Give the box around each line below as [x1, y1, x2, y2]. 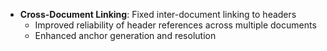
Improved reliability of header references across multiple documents [34, 19, 317, 31]
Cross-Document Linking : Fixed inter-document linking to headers [19, 9, 297, 20]
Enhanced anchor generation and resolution [34, 30, 217, 41]
